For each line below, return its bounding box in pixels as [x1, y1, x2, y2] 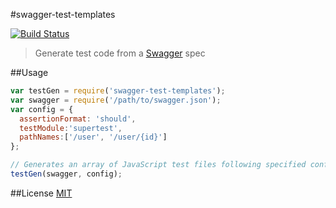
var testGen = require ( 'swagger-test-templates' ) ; [10, 86, 226, 96]
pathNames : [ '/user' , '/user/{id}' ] [19, 132, 168, 143]
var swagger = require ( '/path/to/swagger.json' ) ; [10, 95, 222, 105]
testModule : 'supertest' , [19, 123, 123, 133]
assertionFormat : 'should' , [19, 114, 137, 124]
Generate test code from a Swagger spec [34, 47, 206, 59]
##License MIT [10, 187, 73, 199]
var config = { [10, 104, 74, 114]
